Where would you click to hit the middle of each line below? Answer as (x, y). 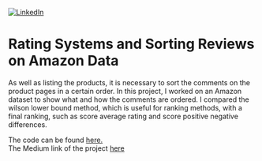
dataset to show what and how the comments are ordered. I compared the (129, 99)
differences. (28, 124)
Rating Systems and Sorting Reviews (131, 44)
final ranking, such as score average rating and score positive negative (124, 116)
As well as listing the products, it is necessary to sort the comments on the (129, 82)
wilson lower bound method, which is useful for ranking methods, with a (125, 107)
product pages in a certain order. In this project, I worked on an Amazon (125, 91)
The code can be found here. (56, 140)
